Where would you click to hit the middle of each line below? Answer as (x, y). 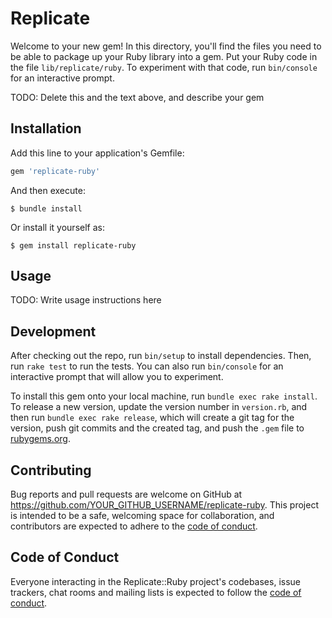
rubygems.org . (40, 439)
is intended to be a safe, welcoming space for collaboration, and (142, 516)
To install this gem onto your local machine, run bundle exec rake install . (164, 396)
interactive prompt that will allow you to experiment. (117, 377)
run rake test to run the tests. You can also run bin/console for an (147, 366)
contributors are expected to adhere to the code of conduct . (134, 526)
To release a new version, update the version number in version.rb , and (159, 407)
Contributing (51, 470)
